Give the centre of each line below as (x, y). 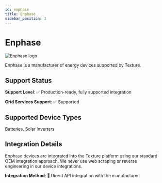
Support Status (29, 80)
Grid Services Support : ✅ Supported (42, 102)
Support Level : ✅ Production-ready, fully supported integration (68, 92)
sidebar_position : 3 (26, 18)
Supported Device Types (43, 117)
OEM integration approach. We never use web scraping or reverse (71, 161)
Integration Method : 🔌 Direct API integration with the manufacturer (72, 175)
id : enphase (17, 9)
